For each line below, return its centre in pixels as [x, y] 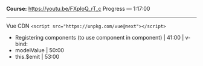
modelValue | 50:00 [40, 50]
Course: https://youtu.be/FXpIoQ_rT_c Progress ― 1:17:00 [78, 9]
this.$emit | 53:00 [37, 57]
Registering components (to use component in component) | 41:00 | [99, 37]
